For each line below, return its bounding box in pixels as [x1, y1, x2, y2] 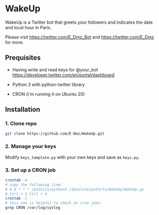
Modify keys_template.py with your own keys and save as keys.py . [5, 154, 140, 160]
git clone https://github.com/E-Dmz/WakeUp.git [5, 131, 105, 136]
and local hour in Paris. [5, 24, 52, 30]
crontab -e [5, 178, 28, 182]
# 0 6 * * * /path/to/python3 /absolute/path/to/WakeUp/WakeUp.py [5, 187, 144, 192]
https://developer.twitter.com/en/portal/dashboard [12, 72, 115, 78]
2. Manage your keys [5, 143, 57, 150]
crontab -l [5, 196, 28, 201]
